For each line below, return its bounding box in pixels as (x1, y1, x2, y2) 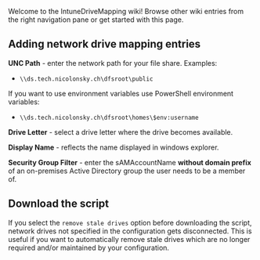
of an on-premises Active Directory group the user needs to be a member (8, 166, 246, 175)
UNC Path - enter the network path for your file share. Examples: (8, 58, 218, 67)
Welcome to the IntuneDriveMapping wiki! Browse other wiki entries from (8, 7, 244, 16)
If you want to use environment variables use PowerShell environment (8, 88, 233, 98)
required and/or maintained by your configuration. (8, 243, 170, 252)
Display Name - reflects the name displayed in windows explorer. (8, 143, 219, 152)
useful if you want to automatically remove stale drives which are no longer (8, 234, 251, 244)
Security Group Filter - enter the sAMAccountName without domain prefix (8, 157, 252, 167)
